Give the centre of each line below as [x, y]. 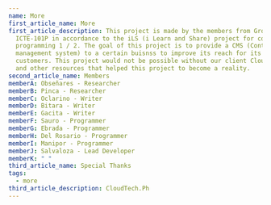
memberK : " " [30, 158]
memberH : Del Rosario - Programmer [68, 136]
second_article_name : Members [59, 76]
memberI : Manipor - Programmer [61, 143]
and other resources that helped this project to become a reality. [133, 69]
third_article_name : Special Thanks [70, 166]
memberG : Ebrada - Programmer [59, 128]
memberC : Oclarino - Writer [56, 98]
